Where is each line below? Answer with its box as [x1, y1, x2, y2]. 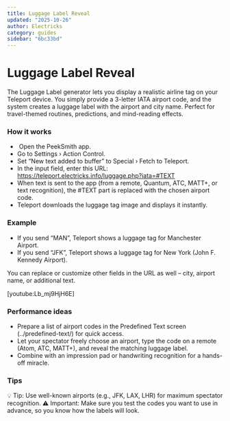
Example [7, 218, 37, 227]
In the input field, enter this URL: [16, 164, 108, 172]
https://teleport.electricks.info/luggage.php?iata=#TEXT [16, 172, 176, 180]
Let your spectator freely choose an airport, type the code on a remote [16, 337, 217, 345]
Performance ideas [7, 306, 73, 316]
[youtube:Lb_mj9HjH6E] [7, 289, 75, 297]
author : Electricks [7, 23, 63, 30]
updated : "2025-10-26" [7, 16, 72, 23]
